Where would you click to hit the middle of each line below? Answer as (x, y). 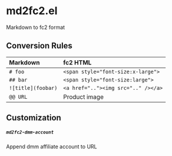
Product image (83, 97)
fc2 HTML (77, 62)
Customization (34, 118)
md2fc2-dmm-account (30, 132)
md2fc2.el (32, 11)
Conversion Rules (39, 46)
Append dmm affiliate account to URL (52, 147)
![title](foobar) (33, 88)
